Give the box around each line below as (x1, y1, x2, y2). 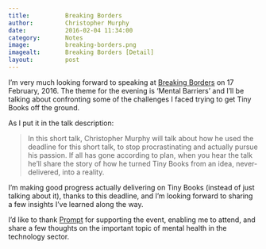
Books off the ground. (8, 102, 80, 112)
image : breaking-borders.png (8, 41, 137, 49)
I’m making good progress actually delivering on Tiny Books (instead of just (8, 182, 256, 192)
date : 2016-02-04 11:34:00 (8, 26, 133, 34)
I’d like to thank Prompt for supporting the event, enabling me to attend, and (8, 215, 256, 224)
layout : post (8, 56, 80, 64)
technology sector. (8, 232, 70, 241)
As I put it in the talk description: (8, 118, 114, 128)
